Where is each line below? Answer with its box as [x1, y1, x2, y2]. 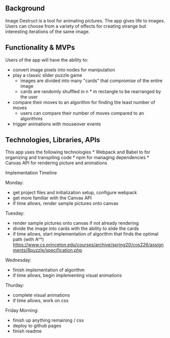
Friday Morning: [5, 307, 39, 314]
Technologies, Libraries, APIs [5, 136, 100, 144]
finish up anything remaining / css [12, 317, 84, 323]
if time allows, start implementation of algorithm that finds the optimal [12, 231, 159, 237]
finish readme [12, 328, 42, 334]
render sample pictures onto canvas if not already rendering [12, 220, 139, 226]
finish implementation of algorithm [12, 267, 85, 273]
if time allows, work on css [12, 298, 69, 304]
